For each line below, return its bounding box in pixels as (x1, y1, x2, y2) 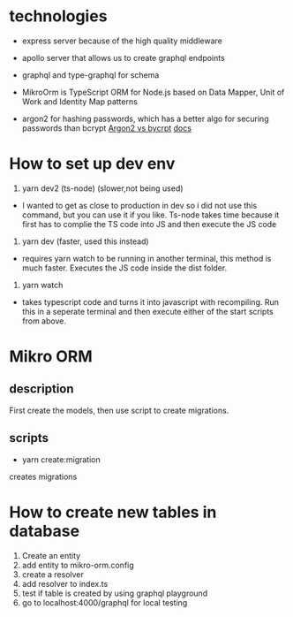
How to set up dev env (9, 154, 176, 174)
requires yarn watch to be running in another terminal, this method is (21, 253, 272, 263)
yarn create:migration (21, 453, 101, 465)
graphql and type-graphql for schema (21, 69, 160, 80)
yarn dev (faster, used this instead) (21, 236, 149, 247)
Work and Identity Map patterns (21, 95, 139, 107)
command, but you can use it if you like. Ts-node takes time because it (21, 209, 280, 220)
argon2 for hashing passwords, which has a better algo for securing (21, 113, 269, 124)
